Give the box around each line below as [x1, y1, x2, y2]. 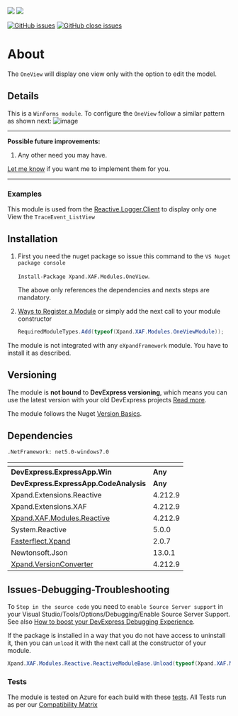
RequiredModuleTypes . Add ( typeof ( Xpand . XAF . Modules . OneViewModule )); [17, 328, 225, 335]
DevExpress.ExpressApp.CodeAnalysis [11, 479, 147, 489]
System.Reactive [11, 525, 67, 535]
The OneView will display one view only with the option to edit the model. [7, 70, 217, 78]
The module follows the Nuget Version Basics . [7, 409, 142, 418]
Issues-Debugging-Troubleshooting [7, 583, 170, 595]
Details [7, 90, 39, 102]
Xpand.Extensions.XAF [11, 502, 87, 512]
